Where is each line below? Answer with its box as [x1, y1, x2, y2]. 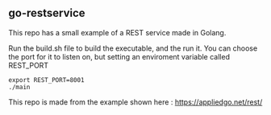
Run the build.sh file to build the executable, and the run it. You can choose [8, 43, 258, 53]
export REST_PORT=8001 [8, 76, 85, 84]
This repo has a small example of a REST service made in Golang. [8, 27, 227, 37]
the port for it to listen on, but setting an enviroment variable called [8, 51, 230, 61]
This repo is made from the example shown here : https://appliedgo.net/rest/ [8, 97, 263, 107]
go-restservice [8, 6, 86, 20]
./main [8, 83, 31, 91]
